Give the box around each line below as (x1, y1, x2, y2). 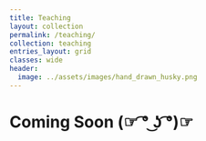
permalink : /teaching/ (9, 30, 96, 39)
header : (9, 65, 39, 74)
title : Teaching (9, 13, 71, 23)
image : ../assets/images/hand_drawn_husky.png (17, 73, 198, 82)
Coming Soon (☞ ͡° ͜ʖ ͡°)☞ (9, 111, 194, 132)
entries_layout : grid (9, 47, 92, 56)
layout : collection (9, 22, 84, 31)
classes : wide (9, 55, 64, 65)
